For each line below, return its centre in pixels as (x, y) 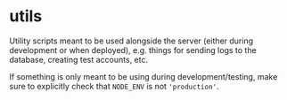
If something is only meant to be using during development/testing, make (143, 76)
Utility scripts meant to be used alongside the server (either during (131, 41)
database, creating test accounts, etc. (79, 59)
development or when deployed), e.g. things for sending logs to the (133, 50)
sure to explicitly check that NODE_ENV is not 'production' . (115, 86)
